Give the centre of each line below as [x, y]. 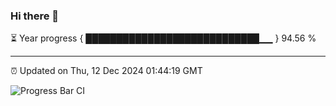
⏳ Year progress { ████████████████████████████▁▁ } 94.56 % [163, 38]
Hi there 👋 [35, 16]
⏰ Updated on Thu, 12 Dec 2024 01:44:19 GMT [106, 71]
